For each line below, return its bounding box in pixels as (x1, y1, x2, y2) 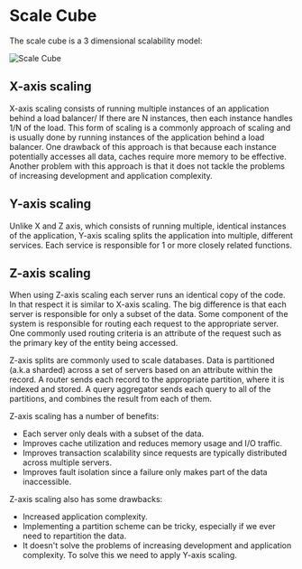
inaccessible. (22, 476, 72, 488)
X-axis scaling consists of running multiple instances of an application (9, 103, 270, 114)
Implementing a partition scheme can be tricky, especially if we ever (22, 521, 277, 532)
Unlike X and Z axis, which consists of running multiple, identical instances (9, 220, 287, 231)
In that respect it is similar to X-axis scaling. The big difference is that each (9, 299, 287, 310)
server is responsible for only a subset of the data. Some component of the (9, 309, 288, 320)
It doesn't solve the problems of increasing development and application (22, 540, 292, 551)
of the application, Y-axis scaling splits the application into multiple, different (9, 229, 293, 240)
